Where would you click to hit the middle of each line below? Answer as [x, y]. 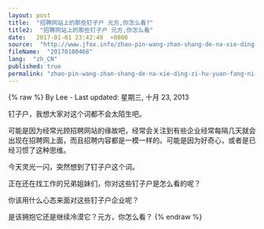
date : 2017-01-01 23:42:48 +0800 [68, 37]
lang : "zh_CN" [33, 60]
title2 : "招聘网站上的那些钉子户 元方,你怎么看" [81, 30]
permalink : [26, 74]
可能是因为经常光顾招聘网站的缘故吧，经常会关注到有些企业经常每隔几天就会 [132, 130]
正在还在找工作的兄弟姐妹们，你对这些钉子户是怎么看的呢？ [104, 183]
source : [21, 45]
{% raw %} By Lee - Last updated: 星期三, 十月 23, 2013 [99, 97]
